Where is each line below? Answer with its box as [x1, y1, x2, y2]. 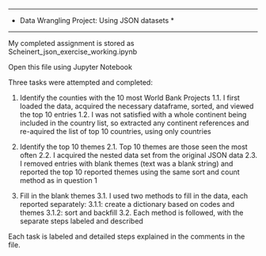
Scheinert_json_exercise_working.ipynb [8, 47, 138, 56]
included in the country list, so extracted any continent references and [19, 118, 249, 128]
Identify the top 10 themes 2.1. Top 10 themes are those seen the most [19, 142, 248, 151]
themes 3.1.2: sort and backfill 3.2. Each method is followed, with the [19, 208, 244, 217]
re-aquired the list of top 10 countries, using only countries [19, 127, 211, 136]
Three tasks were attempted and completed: [8, 78, 153, 87]
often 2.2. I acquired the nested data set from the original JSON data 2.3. [19, 151, 258, 159]
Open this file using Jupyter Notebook [8, 63, 133, 71]
